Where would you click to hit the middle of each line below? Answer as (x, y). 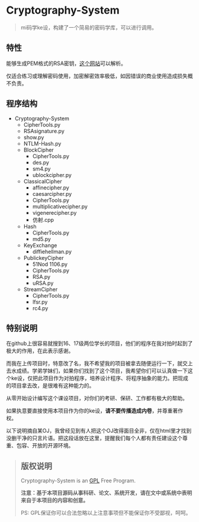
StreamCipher (41, 289)
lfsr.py (40, 302)
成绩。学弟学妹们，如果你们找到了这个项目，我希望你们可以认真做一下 (102, 371)
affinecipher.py (51, 188)
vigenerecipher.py (54, 212)
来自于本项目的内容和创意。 (54, 500)
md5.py (42, 239)
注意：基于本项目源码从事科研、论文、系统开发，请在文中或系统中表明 (106, 493)
